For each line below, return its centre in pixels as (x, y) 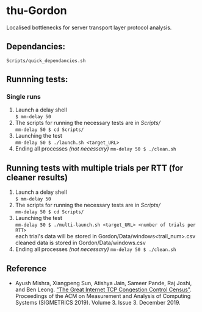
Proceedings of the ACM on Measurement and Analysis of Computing (103, 296)
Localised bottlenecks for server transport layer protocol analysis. (89, 27)
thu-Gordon (37, 11)
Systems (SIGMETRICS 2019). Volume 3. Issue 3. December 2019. (98, 303)
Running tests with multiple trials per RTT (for (95, 168)
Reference (27, 268)
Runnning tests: (37, 80)
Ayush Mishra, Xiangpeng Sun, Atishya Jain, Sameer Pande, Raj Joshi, (103, 283)
